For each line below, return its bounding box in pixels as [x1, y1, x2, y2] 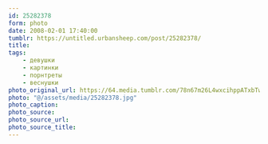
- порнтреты [22, 71, 62, 79]
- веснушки [22, 78, 59, 86]
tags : [8, 49, 26, 57]
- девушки [22, 57, 56, 65]
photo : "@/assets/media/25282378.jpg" [8, 94, 137, 102]
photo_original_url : [8, 86, 77, 94]
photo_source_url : [8, 116, 69, 124]
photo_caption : [8, 101, 59, 109]
